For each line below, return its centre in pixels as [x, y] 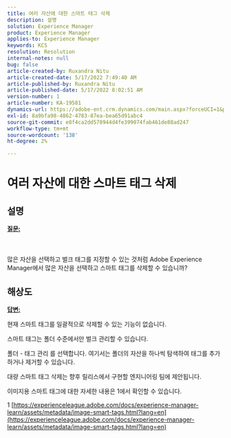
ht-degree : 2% [27, 142]
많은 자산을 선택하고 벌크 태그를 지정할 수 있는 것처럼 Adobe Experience [105, 259]
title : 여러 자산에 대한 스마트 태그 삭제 [59, 13]
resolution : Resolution [41, 52]
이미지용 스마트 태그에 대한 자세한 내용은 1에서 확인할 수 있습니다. [95, 391]
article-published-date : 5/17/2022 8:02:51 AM [75, 90]
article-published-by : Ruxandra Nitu [61, 84]
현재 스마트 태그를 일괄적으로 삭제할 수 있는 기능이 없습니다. [87, 324]
